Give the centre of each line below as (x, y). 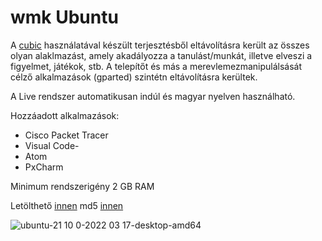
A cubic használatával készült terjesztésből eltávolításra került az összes (160, 45)
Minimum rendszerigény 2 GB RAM (82, 186)
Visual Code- (52, 145)
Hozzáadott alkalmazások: (65, 115)
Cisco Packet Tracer (66, 135)
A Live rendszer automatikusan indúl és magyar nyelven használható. (153, 96)
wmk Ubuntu (64, 17)
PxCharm (44, 167)
